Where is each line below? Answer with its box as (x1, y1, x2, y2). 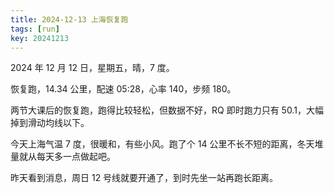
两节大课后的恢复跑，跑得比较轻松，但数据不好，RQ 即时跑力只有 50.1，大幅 (10, 104, 324, 116)
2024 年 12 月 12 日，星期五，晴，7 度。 (10, 62, 175, 74)
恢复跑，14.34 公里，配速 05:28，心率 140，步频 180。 (10, 83, 237, 95)
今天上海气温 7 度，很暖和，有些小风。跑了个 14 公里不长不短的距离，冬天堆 (10, 138, 324, 150)
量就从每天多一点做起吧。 (10, 151, 116, 163)
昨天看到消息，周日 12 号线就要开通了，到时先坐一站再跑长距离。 (10, 172, 279, 184)
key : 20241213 (10, 33, 70, 43)
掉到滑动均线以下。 (10, 117, 90, 129)
